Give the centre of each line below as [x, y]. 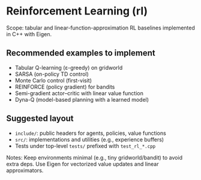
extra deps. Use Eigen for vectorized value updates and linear [82, 164]
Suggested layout [40, 119]
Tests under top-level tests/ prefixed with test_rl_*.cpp [85, 146]
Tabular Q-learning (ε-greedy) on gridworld [69, 67]
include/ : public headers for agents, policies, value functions [90, 133]
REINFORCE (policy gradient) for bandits [65, 87]
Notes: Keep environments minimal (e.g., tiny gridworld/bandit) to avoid [94, 157]
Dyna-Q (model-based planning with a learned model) [82, 99]
